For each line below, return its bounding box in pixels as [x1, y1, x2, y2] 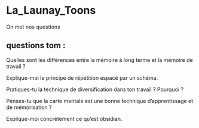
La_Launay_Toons [6, 4, 96, 17]
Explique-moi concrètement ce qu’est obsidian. [6, 115, 123, 122]
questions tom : [6, 40, 66, 51]
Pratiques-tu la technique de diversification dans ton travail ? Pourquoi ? [6, 86, 184, 93]
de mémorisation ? [6, 104, 52, 111]
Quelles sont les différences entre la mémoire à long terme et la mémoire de [6, 56, 193, 63]
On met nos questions [6, 23, 61, 30]
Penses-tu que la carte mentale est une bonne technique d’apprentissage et [6, 97, 194, 104]
